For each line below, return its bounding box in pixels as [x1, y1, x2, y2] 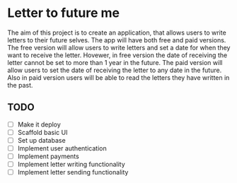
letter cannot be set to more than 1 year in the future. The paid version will [7, 58, 223, 66]
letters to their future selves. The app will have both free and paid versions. [7, 35, 226, 44]
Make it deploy [17, 120, 62, 129]
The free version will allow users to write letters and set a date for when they [7, 43, 231, 52]
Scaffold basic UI [17, 128, 68, 136]
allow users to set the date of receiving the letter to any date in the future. [7, 66, 222, 74]
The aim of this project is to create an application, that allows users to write [7, 28, 226, 37]
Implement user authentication [17, 143, 108, 153]
